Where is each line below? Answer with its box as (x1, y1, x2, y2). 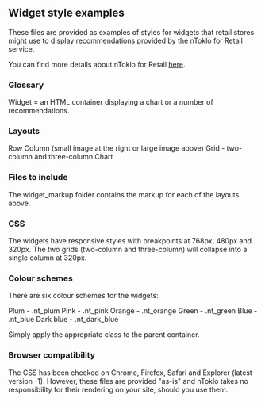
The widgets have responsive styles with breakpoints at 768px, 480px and (8, 236, 252, 245)
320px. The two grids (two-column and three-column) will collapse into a (8, 245, 248, 254)
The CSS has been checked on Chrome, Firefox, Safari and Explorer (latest (8, 368, 252, 377)
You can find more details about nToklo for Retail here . (8, 59, 186, 69)
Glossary (8, 79, 44, 90)
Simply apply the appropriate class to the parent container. (8, 330, 200, 339)
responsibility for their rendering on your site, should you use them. (8, 385, 229, 394)
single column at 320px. (8, 253, 87, 262)
